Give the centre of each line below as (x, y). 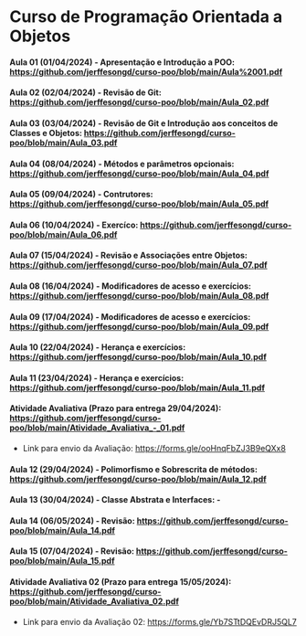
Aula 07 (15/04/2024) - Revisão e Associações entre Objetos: (129, 255)
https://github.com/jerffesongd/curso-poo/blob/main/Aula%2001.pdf (146, 71)
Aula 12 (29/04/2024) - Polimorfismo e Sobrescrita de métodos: (134, 469)
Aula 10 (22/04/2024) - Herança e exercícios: (98, 347)
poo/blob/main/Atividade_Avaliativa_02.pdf (95, 601)
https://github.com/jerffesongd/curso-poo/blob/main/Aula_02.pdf (139, 102)
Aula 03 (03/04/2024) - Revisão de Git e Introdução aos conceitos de (144, 123)
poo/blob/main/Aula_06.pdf (63, 234)
